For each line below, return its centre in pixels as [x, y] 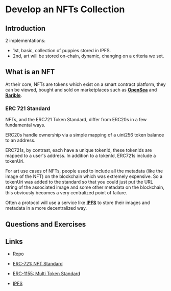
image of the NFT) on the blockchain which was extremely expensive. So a [84, 176]
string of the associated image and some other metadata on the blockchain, [85, 187]
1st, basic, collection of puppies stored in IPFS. [62, 50]
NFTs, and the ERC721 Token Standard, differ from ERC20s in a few [76, 120]
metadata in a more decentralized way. [46, 208]
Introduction [26, 28]
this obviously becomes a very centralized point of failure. [66, 193]
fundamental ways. [26, 125]
